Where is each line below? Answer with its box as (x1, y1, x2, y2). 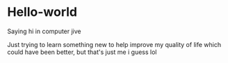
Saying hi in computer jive (7, 27, 81, 35)
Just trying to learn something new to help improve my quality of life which (7, 40, 221, 48)
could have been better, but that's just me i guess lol (7, 48, 157, 56)
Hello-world (7, 4, 78, 20)
